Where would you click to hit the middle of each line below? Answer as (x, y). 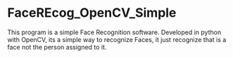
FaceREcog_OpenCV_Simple (92, 13)
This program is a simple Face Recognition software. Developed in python (114, 32)
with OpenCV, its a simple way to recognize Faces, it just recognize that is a (117, 39)
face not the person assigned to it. (57, 47)
